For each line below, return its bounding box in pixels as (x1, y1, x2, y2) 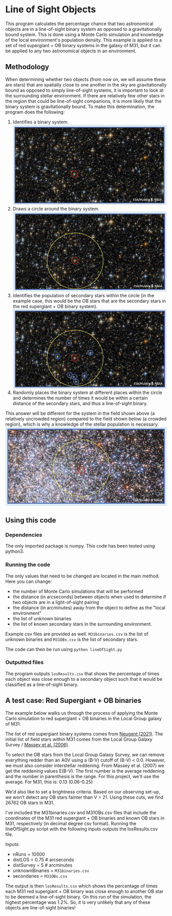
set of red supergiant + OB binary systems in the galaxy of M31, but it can (5, 42, 161, 48)
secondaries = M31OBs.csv (12, 872, 68, 879)
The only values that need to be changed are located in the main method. (5, 573, 160, 579)
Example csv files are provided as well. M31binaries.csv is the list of (5, 631, 148, 637)
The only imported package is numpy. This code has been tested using (5, 543, 155, 549)
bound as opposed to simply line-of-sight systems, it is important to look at (5, 87, 164, 93)
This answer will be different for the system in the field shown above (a (5, 410, 155, 416)
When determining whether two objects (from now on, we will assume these (5, 76, 166, 82)
